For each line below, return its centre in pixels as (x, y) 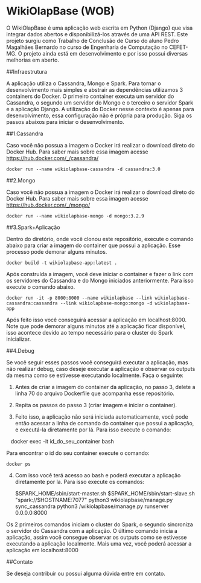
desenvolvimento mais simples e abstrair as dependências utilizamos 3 (94, 89)
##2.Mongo (21, 180)
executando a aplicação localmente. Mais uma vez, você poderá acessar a (99, 543)
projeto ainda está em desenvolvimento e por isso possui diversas (106, 53)
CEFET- (178, 47)
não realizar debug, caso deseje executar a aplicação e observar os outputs (101, 369)
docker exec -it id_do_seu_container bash (62, 441)
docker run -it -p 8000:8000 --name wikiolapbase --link (79, 298)
